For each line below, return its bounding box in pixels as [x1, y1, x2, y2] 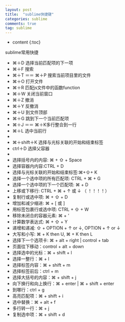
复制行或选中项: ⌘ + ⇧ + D [12, 194, 68, 200]
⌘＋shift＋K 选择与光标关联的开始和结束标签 [12, 139, 104, 145]
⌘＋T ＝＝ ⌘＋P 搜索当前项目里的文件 [12, 72, 91, 78]
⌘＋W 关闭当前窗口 [12, 91, 53, 97]
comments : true [5, 21, 37, 26]
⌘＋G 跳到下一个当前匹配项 [12, 116, 69, 122]
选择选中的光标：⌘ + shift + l [12, 250, 72, 256]
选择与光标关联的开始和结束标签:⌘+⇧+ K [12, 169, 98, 176]
